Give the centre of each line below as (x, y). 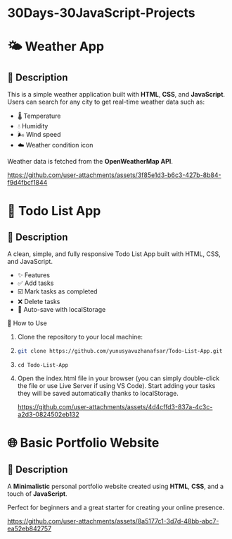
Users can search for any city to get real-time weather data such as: (106, 102)
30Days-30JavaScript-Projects (101, 13)
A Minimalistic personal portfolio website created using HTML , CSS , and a (115, 486)
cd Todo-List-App (43, 365)
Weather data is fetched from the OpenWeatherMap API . (90, 162)
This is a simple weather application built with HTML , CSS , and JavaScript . (116, 95)
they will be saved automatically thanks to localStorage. (98, 394)
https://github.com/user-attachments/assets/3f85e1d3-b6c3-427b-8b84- (114, 175)
